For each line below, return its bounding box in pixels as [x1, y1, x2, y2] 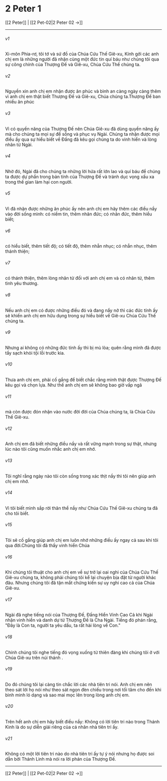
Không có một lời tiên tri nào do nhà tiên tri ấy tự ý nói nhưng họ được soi [5, 751, 155, 757]
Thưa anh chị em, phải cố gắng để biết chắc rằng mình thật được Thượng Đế [5, 377, 162, 383]
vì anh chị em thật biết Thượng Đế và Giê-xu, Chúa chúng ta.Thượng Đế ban [5, 94, 161, 99]
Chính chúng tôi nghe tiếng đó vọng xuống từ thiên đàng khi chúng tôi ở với [5, 649, 160, 655]
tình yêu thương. [5, 281, 39, 287]
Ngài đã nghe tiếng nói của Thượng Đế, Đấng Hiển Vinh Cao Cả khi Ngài [5, 612, 153, 618]
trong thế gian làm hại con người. [5, 179, 73, 185]
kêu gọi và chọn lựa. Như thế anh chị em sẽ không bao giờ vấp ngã [5, 382, 142, 388]
